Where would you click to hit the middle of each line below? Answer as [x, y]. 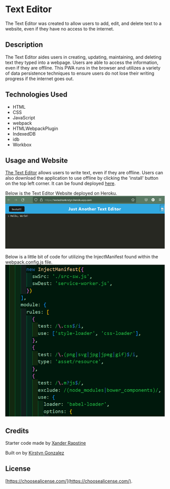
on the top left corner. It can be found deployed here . [60, 183]
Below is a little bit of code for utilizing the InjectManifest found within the [82, 257]
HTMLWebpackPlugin [35, 128]
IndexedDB [24, 134]
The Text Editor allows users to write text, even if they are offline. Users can [84, 173]
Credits [17, 431]
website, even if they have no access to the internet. [60, 28]
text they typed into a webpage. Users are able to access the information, [82, 62]
